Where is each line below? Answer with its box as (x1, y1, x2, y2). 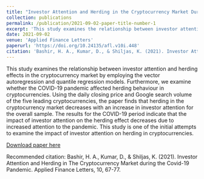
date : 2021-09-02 (6, 32, 50, 38)
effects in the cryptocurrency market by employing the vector (6, 71, 160, 79)
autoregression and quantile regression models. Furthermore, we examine (6, 78, 191, 85)
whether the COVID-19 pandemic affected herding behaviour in (6, 84, 165, 92)
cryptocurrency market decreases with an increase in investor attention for (6, 104, 194, 111)
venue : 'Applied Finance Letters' (6, 37, 94, 43)
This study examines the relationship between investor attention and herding (6, 65, 198, 72)
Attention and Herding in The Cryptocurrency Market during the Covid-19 (6, 159, 189, 167)
